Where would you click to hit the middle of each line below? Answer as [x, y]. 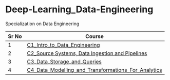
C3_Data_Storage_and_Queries [64, 62]
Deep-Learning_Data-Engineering [79, 9]
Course [95, 36]
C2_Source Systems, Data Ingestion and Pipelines [87, 53]
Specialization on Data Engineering [42, 24]
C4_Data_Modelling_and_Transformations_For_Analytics [95, 70]
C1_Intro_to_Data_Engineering [63, 45]
